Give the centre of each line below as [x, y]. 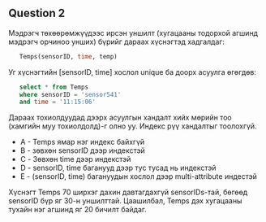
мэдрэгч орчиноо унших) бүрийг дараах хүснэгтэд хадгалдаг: [116, 41]
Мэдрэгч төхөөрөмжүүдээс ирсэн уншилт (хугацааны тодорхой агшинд [133, 33]
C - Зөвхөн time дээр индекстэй [75, 159]
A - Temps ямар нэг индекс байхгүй [82, 142]
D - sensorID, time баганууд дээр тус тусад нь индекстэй [118, 168]
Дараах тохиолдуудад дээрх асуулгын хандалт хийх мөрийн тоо [120, 118]
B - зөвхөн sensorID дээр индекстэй [83, 150]
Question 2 [37, 13]
